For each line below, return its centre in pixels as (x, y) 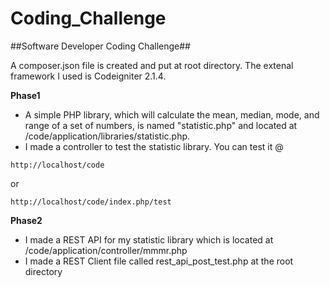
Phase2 (26, 220)
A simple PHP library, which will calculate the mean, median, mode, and (172, 114)
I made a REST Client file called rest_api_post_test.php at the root (159, 261)
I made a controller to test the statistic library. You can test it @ (154, 146)
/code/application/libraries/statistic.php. (107, 136)
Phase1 (25, 95)
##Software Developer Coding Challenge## (100, 46)
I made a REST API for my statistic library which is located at (149, 239)
